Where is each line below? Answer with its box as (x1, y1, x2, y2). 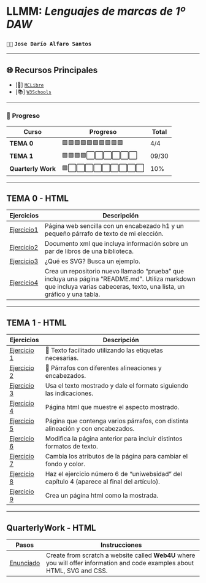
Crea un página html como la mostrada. (45, 491, 159, 500)
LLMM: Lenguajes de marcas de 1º (6, 4, 186, 18)
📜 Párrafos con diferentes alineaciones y (45, 364, 162, 372)
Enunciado (9, 559, 40, 568)
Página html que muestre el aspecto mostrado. (45, 403, 180, 412)
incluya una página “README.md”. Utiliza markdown (44, 275, 196, 283)
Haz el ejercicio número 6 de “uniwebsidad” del (45, 470, 183, 479)
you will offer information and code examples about (45, 559, 194, 568)
